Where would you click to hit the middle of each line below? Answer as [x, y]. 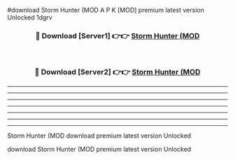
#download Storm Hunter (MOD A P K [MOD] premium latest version [106, 10]
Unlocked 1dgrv [30, 17]
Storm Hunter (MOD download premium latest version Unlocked [99, 136]
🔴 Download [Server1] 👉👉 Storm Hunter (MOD [117, 35]
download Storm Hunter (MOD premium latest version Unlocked [99, 149]
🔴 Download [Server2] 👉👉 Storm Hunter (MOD [117, 72]
